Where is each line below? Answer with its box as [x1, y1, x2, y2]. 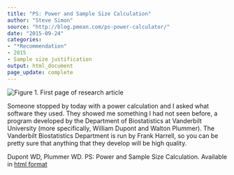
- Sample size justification [7, 56, 92, 63]
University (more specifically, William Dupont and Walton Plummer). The [7, 124, 215, 132]
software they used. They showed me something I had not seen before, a [7, 109, 218, 118]
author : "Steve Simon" [7, 17, 73, 24]
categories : [7, 36, 42, 43]
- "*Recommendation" [7, 43, 68, 50]
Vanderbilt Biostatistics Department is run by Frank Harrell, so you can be [7, 131, 219, 140]
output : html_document [7, 62, 73, 69]
